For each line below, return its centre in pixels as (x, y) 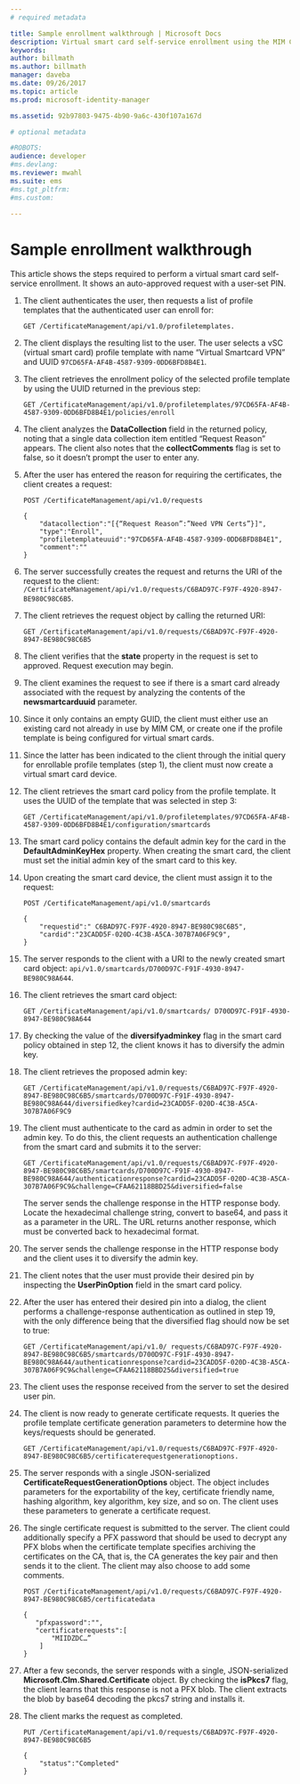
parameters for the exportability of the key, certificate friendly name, (149, 1492)
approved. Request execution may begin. (98, 666)
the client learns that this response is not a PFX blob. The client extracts (155, 1690)
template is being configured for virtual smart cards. (118, 738)
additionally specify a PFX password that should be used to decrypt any (155, 1537)
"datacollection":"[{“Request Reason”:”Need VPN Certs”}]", (153, 524)
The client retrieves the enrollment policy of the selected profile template (156, 379)
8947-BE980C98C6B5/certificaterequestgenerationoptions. (131, 1456)
